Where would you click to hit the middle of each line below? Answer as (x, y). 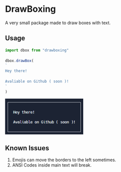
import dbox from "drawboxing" (37, 50)
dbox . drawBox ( (20, 61)
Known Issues (27, 148)
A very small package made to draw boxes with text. (58, 23)
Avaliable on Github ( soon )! (37, 81)
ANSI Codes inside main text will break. (52, 165)
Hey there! (16, 71)
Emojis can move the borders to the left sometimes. (64, 160)
